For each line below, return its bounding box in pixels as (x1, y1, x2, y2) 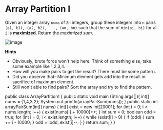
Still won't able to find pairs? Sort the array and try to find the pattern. (12, 84, 152, 90)
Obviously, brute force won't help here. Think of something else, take (12, 58, 151, 64)
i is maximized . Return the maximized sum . (5, 30, 94, 36)
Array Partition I (5, 3, 71, 15)
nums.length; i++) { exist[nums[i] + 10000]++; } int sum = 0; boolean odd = (5, 109, 156, 115)
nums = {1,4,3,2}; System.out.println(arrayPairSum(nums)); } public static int (5, 98, 158, 104)
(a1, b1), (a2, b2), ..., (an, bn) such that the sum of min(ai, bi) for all (5, 24, 158, 30)
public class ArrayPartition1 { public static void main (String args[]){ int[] (5, 93, 150, 99)
